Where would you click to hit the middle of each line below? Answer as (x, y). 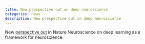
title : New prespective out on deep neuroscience (57, 9)
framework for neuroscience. (34, 37)
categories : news (23, 14)
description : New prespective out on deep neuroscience (63, 18)
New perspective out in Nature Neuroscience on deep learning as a (73, 32)
